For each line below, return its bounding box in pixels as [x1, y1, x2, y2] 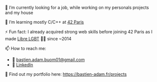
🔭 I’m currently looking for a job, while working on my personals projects [5, 5, 149, 10]
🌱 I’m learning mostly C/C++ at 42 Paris [5, 19, 84, 25]
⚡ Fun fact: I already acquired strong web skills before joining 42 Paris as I [5, 29, 153, 34]
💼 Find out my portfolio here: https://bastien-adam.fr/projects [5, 71, 127, 77]
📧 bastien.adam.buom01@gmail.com [12, 57, 85, 63]
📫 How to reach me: [5, 46, 46, 51]
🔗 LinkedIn [12, 62, 33, 67]
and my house [5, 10, 34, 16]
